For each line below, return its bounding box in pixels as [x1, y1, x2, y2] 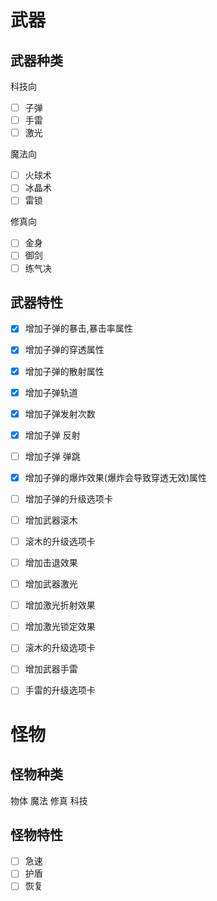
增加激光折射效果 [24, 599, 96, 611]
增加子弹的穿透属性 [24, 344, 105, 356]
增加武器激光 [24, 578, 78, 590]
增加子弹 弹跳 [24, 450, 81, 462]
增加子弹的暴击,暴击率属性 [24, 322, 133, 335]
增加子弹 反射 [24, 429, 81, 441]
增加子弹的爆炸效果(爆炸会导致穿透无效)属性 [24, 471, 207, 483]
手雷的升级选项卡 [24, 684, 96, 696]
